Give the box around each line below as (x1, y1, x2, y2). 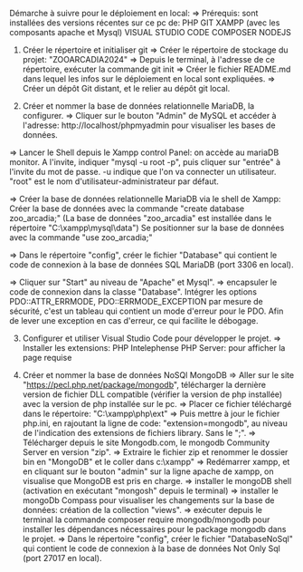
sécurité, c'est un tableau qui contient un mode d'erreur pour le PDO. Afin (9, 305, 284, 316)
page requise (22, 353, 72, 363)
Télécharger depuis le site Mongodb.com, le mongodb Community (22, 437, 270, 448)
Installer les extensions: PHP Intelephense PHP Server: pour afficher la (22, 343, 286, 353)
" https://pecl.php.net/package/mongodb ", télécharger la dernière (22, 380, 267, 390)
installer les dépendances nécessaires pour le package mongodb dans (22, 524, 287, 534)
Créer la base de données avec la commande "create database (9, 203, 245, 214)
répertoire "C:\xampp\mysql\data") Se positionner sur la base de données (9, 222, 285, 233)
